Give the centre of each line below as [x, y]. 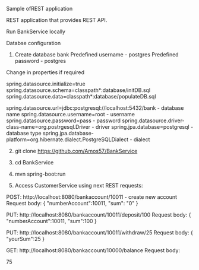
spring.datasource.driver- [153, 120]
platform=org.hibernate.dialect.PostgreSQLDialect [67, 139]
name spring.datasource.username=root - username [71, 114]
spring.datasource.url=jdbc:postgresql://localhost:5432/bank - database [95, 108]
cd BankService [34, 162]
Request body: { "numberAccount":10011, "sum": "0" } [72, 203]
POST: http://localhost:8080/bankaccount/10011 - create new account [91, 197]
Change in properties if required [45, 72]
